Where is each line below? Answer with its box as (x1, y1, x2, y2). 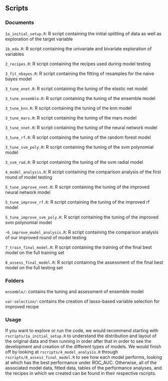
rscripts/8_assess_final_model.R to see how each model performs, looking (5, 354, 162, 360)
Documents (5, 19, 34, 26)
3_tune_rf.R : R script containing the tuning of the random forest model (5, 134, 151, 140)
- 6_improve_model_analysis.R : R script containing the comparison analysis (5, 229, 159, 235)
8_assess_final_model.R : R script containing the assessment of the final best (5, 259, 163, 265)
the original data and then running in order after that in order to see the (5, 338, 151, 344)
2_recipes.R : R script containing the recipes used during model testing (5, 60, 151, 67)
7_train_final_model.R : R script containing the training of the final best (5, 244, 152, 250)
